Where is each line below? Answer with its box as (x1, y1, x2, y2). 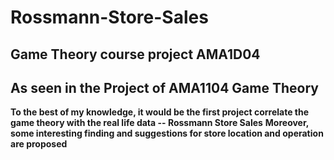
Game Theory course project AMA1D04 (10, 46, 261, 63)
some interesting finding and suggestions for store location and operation (10, 127, 324, 140)
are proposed (10, 138, 68, 150)
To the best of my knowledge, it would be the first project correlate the (10, 106, 310, 118)
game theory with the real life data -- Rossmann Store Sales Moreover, (10, 117, 310, 129)
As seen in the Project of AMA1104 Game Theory (10, 79, 319, 96)
